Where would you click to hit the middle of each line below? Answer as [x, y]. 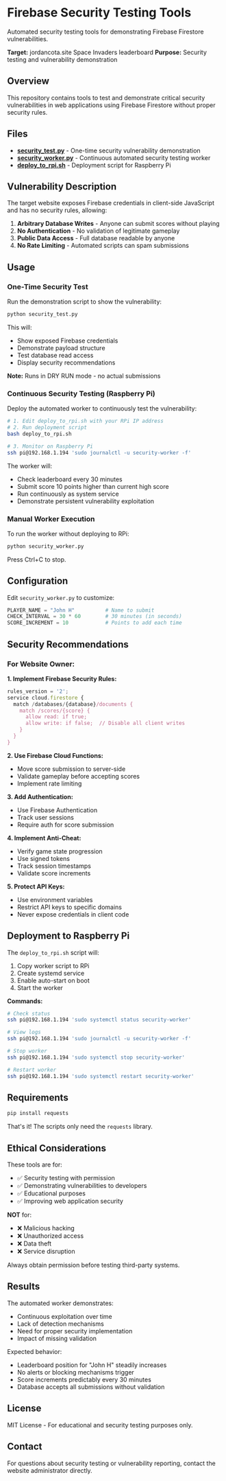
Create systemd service [51, 973]
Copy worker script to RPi [53, 965]
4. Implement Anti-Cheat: [44, 838]
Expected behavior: [35, 1351]
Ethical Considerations [56, 1148]
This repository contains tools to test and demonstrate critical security [106, 97]
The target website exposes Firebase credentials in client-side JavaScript [111, 203]
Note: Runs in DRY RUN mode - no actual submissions [84, 376]
